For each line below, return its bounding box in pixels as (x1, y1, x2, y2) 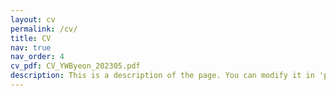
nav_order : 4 (10, 52, 65, 62)
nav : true (10, 42, 52, 53)
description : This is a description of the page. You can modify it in (10, 71, 315, 81)
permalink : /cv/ (10, 24, 78, 34)
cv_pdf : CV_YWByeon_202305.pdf (10, 61, 141, 71)
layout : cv (10, 14, 56, 25)
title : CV (10, 33, 52, 43)
